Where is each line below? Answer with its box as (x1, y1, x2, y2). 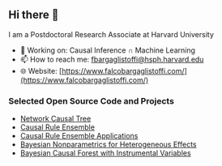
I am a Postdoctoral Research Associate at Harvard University (8, 29, 215, 39)
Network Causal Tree (19, 114, 92, 124)
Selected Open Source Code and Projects (8, 95, 174, 106)
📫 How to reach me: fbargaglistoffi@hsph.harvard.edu (19, 54, 204, 64)
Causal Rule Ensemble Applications (19, 131, 139, 141)
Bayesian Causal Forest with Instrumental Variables (19, 148, 192, 158)
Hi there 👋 (8, 8, 59, 22)
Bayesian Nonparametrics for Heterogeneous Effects (19, 139, 197, 150)
